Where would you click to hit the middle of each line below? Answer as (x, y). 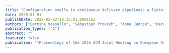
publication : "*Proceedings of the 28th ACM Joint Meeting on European (82, 43)
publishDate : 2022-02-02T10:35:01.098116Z (50, 19)
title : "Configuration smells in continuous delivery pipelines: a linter (85, 10)
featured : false (22, 38)
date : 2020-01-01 (23, 15)
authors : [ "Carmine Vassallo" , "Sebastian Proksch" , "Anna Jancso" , (78, 24)
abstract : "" (19, 33)
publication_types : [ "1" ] (32, 29)
